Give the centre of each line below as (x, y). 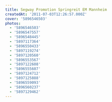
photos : (13, 23)
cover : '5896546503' (26, 19)
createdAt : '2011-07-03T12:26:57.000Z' (46, 14)
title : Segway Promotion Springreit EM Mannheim (56, 10)
